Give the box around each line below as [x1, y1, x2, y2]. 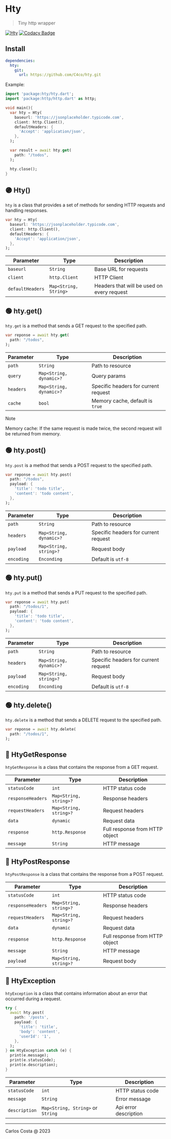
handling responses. [5, 208, 48, 214]
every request [94, 289, 128, 296]
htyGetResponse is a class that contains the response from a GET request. [5, 764, 159, 770]
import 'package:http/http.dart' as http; [5, 96, 97, 101]
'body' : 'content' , [18, 1029, 60, 1034]
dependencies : [5, 58, 36, 63]
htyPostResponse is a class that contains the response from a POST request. [5, 871, 164, 877]
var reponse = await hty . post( [5, 472, 72, 477]
